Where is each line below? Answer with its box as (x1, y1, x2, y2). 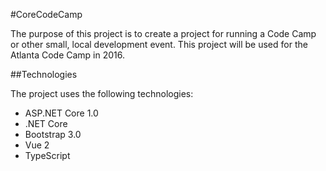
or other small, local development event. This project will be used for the (10, 39, 308, 50)
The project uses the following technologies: (10, 88, 194, 99)
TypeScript (24, 150, 71, 161)
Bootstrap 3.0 (24, 129, 82, 140)
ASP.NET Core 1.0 (24, 107, 99, 119)
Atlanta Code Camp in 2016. (10, 49, 125, 61)
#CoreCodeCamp (10, 9, 83, 20)
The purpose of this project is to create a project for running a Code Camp (10, 28, 317, 39)
